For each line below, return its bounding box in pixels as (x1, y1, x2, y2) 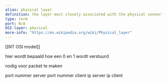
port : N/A (5, 21, 26, 26)
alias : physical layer (5, 7, 52, 12)
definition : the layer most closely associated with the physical (5, 12, 146, 17)
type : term (5, 16, 28, 21)
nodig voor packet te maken (5, 63, 63, 69)
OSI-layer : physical (5, 26, 48, 31)
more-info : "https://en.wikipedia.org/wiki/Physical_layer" (5, 30, 133, 35)
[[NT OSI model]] (5, 44, 41, 49)
